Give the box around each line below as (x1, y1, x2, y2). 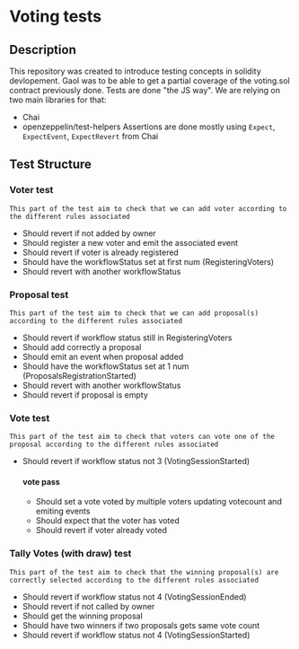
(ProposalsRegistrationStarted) (22, 370, 137, 381)
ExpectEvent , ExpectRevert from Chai (22, 131, 159, 141)
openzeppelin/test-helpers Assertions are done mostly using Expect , (22, 121, 276, 132)
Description (9, 42, 76, 57)
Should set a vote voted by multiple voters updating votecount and (35, 496, 283, 507)
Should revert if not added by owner (22, 227, 157, 239)
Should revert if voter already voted (35, 525, 168, 536)
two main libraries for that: (9, 94, 107, 105)
